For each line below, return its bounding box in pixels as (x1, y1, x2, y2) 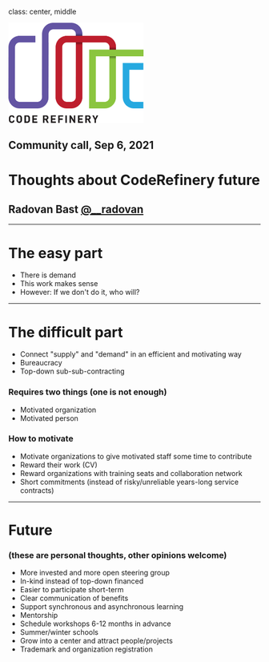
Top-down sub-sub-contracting (19, 366, 126, 376)
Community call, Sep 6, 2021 (8, 139, 155, 152)
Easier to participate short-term (19, 585, 124, 595)
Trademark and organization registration (19, 644, 154, 654)
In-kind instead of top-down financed (19, 576, 144, 586)
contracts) (19, 485, 54, 495)
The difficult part (8, 323, 123, 341)
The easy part (8, 244, 103, 262)
